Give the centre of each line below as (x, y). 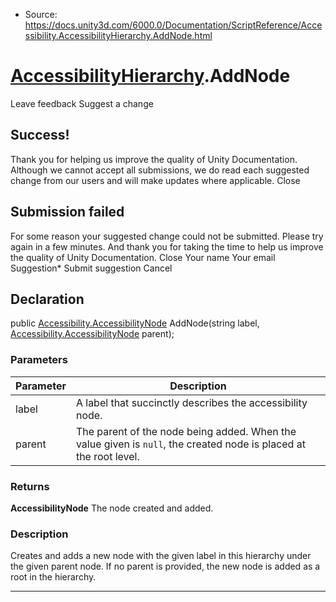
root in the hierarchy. (53, 577)
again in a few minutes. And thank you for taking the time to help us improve (167, 246)
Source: (41, 14)
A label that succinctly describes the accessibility (191, 402)
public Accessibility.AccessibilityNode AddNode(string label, (135, 323)
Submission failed (67, 212)
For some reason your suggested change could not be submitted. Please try (167, 236)
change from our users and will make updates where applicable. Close (155, 180)
